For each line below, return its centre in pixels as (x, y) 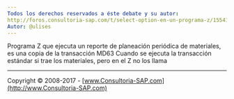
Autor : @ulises (29, 26)
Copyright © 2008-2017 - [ (46, 81)
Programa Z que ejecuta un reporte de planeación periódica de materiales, (114, 46)
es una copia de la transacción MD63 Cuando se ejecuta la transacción (110, 53)
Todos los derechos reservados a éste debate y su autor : (93, 13)
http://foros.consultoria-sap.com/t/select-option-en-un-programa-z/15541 (118, 20)
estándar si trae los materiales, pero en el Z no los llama (87, 61)
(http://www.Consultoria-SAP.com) (57, 88)
